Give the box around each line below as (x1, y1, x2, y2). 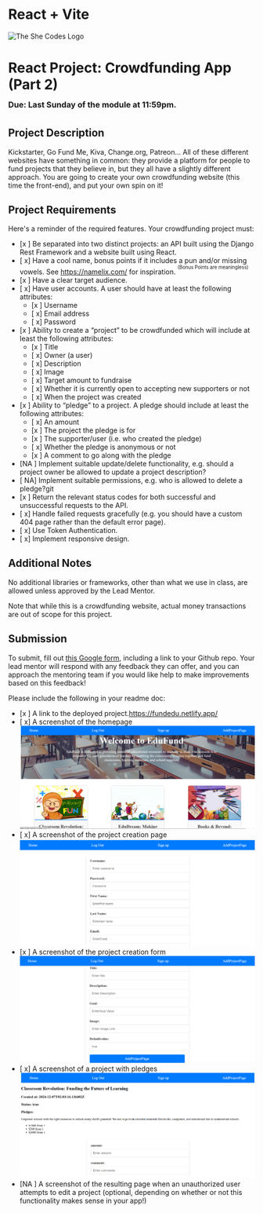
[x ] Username (31, 300, 78, 309)
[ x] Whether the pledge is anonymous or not (31, 442, 176, 451)
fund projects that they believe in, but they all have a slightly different (8, 163, 231, 174)
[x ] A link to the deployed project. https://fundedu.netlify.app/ (19, 708, 218, 718)
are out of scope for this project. (8, 609, 113, 619)
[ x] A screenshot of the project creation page (19, 830, 168, 839)
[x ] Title (31, 342, 59, 351)
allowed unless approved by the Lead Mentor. (8, 586, 155, 595)
